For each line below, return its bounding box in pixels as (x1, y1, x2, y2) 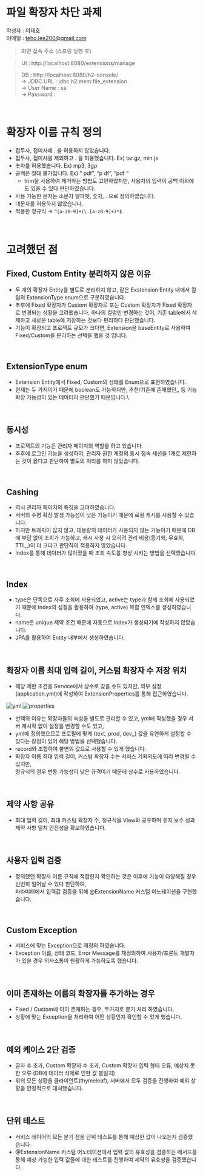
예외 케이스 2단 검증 (6, 1044, 76, 1055)
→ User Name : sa (21, 84, 67, 91)
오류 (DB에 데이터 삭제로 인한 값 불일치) (21, 1070, 115, 1076)
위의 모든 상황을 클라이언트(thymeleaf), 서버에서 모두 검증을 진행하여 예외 (15, 1077, 190, 1084)
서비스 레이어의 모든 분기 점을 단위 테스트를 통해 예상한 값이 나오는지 (15, 1133, 177, 1140)
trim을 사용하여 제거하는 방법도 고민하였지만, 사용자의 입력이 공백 (24, 177, 178, 184)
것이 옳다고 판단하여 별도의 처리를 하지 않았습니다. (21, 457, 140, 465)
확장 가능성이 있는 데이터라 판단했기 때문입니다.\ (15, 393, 129, 401)
